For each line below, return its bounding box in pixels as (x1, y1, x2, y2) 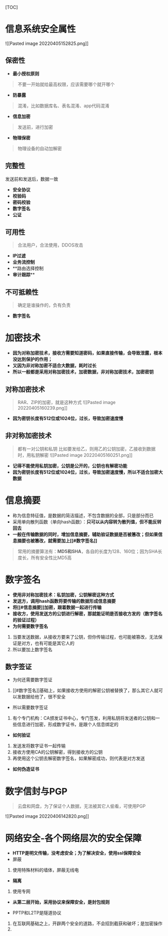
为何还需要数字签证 (12, 677, 53, 683)
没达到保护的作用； (12, 356, 53, 362)
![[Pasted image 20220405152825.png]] (5, 40, 89, 46)
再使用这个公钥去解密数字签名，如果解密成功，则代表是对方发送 (12, 755, 145, 761)
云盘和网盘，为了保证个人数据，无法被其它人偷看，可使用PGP (17, 803, 146, 809)
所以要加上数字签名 (12, 646, 53, 652)
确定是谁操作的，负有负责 (17, 302, 71, 308)
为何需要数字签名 (12, 623, 48, 629)
